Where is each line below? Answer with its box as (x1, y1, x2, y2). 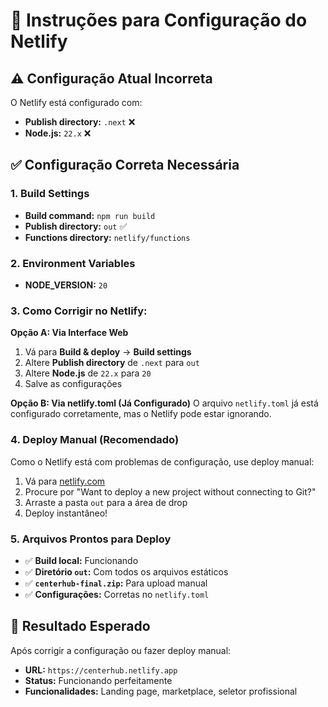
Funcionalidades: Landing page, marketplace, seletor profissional (24, 685, 298, 697)
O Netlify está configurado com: (10, 97, 143, 108)
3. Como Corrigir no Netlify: (10, 304, 148, 318)
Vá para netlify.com (24, 475, 106, 487)
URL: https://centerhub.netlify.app (24, 664, 178, 676)
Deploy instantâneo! (24, 507, 108, 519)
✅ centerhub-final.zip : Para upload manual (24, 577, 208, 589)
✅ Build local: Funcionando (24, 554, 139, 566)
